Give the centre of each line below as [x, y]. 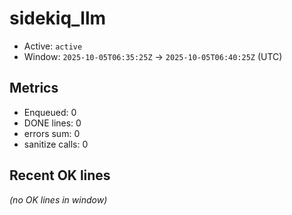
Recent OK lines [60, 175]
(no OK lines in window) [58, 199]
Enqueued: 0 [50, 112]
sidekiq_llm [58, 18]
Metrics [34, 88]
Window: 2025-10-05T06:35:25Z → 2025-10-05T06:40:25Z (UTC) [153, 56]
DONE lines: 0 [52, 123]
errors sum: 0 [52, 133]
